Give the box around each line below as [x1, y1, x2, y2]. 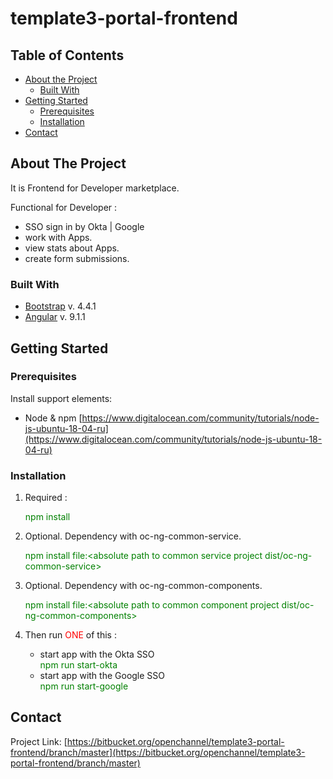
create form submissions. [24, 252, 130, 264]
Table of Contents [10, 47, 125, 64]
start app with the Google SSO [39, 670, 166, 682]
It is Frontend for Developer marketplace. [10, 182, 180, 194]
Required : [24, 492, 68, 504]
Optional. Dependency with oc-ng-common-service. [24, 530, 242, 542]
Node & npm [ [24, 412, 83, 424]
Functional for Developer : [10, 201, 118, 213]
